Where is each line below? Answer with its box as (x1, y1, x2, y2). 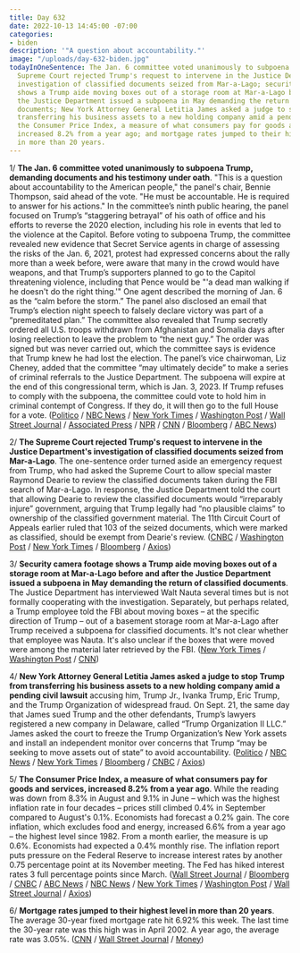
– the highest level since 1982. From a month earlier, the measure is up (9, 830, 269, 841)
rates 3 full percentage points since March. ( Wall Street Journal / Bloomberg (9, 869, 290, 880)
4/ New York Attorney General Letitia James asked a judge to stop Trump (9, 670, 286, 681)
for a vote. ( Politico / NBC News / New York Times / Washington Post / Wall (9, 409, 286, 421)
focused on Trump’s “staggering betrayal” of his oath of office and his (9, 209, 266, 220)
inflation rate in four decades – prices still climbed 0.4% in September (9, 802, 266, 813)
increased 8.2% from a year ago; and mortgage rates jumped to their (17, 130, 281, 139)
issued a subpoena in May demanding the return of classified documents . (9, 577, 288, 588)
